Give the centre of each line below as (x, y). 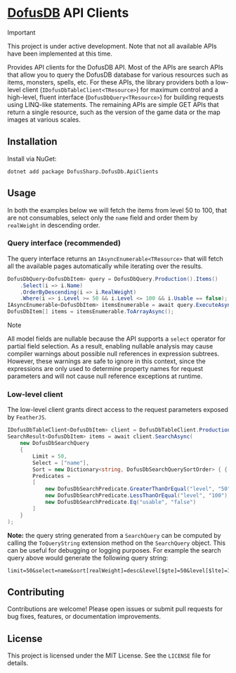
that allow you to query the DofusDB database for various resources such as (118, 75)
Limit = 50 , (50, 456)
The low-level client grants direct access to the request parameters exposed (118, 410)
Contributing (36, 592)
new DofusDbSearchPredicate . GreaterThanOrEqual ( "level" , (130, 489)
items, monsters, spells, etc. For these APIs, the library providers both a (111, 82)
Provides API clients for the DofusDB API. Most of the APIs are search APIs (115, 67)
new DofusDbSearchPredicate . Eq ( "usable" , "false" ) (120, 502)
